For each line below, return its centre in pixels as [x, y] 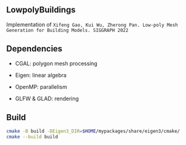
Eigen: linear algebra [41, 75]
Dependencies [34, 49]
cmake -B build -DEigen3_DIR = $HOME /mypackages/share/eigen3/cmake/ [93, 131]
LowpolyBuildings [41, 10]
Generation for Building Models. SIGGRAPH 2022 [68, 30]
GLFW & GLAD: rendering [47, 98]
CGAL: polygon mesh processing [56, 63]
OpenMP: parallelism [41, 86]
